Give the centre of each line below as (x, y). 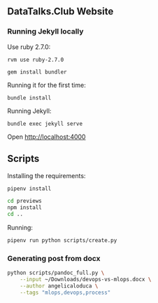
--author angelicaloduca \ (59, 286)
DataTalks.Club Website (60, 12)
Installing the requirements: (46, 175)
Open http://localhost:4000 (46, 137)
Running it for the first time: (46, 85)
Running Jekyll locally (45, 32)
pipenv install (29, 189)
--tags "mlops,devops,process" (65, 292)
